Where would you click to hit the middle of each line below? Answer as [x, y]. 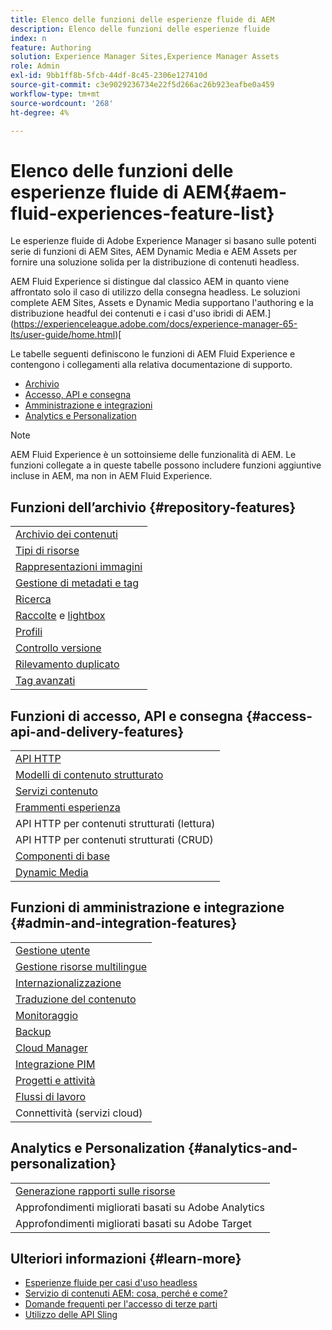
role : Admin [35, 66]
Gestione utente [53, 950]
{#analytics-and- [243, 1148]
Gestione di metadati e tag [77, 583]
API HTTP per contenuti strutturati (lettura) [115, 823]
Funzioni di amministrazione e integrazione [147, 907]
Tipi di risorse [47, 551]
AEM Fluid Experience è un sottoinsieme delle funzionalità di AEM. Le [153, 455]
